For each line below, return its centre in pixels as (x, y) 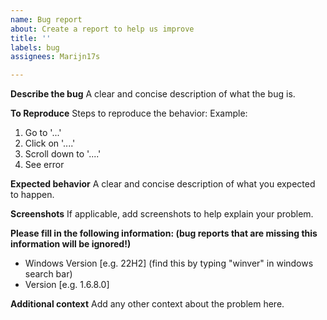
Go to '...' (43, 133)
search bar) (48, 274)
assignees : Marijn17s (55, 57)
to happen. (32, 195)
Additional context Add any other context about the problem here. (147, 304)
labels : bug (35, 47)
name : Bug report (46, 19)
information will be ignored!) (71, 244)
